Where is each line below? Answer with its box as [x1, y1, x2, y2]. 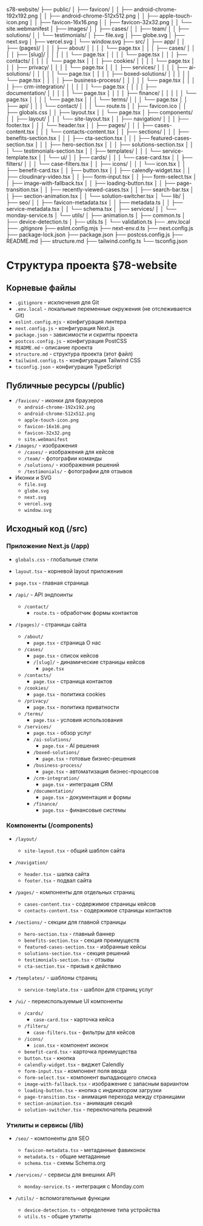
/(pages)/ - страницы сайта [15, 621, 87, 628]
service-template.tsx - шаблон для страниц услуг [24, 986, 153, 993]
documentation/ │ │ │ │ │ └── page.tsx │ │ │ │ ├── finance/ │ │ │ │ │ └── [6, 90, 197, 96]
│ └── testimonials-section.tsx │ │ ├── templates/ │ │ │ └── [6, 147, 161, 154]
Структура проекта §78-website [6, 259, 178, 273]
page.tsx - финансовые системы [42, 806, 126, 813]
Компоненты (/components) [6, 821, 93, 830]
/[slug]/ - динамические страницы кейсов [33, 658, 145, 666]
